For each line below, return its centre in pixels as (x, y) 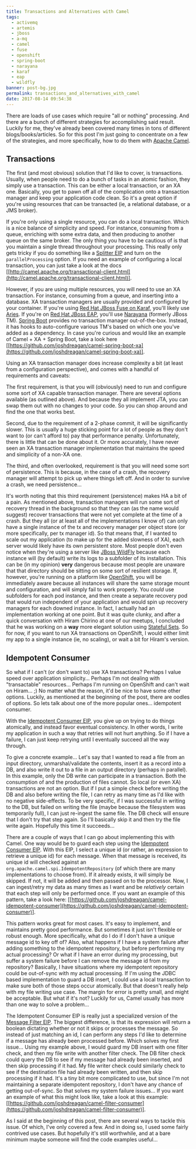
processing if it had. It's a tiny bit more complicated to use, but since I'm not (97, 1079)
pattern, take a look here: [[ (39, 899)
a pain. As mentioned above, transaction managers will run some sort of (93, 502)
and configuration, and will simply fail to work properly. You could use (90, 589)
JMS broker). (22, 210)
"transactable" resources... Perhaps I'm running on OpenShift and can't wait (98, 685)
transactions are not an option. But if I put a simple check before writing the (97, 789)
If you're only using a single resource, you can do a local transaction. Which (97, 222)
